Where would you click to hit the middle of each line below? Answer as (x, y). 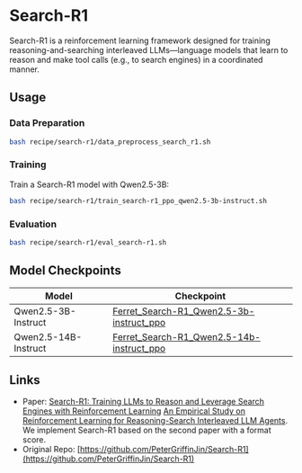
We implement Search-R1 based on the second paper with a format (147, 430)
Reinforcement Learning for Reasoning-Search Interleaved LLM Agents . (155, 421)
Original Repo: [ (51, 450)
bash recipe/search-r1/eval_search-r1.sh (88, 242)
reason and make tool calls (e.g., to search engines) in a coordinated (136, 59)
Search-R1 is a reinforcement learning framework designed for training (140, 40)
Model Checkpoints (65, 271)
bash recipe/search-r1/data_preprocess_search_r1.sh (110, 142)
